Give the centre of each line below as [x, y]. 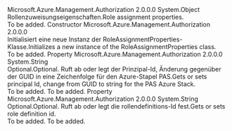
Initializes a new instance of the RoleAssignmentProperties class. [122, 47]
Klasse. [18, 47]
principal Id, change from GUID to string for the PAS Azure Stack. [101, 84]
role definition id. [32, 114]
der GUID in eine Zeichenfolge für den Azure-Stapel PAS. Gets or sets [107, 76]
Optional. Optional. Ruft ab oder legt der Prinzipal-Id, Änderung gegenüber [114, 69]
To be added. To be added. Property [60, 91]
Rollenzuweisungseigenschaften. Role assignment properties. [96, 17]
